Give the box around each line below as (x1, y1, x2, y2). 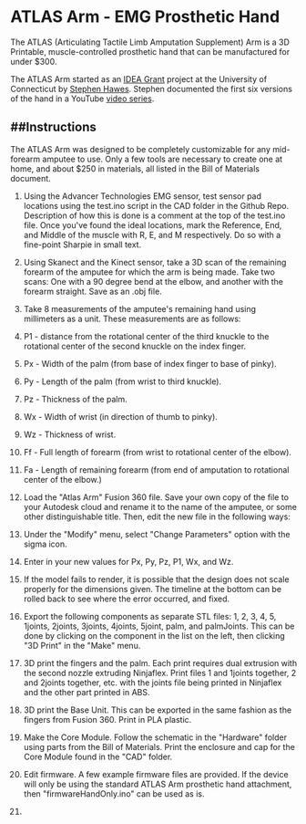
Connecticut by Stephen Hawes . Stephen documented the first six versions (10, 83, 292, 94)
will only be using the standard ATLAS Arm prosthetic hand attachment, (23, 778, 292, 789)
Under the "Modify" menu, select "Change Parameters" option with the (23, 528, 291, 539)
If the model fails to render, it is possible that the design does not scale (23, 573, 290, 585)
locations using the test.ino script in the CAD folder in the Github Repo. (23, 200, 290, 211)
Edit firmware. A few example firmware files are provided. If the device (23, 768, 290, 779)
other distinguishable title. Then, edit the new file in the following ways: (23, 511, 291, 522)
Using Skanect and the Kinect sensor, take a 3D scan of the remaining (23, 256, 287, 267)
